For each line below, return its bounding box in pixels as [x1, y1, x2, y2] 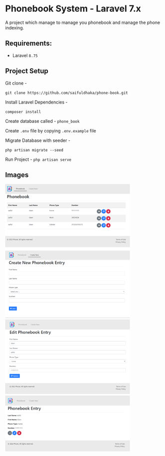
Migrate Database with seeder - [5, 137, 71, 143]
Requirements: [5, 39, 52, 48]
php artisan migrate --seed [5, 147, 64, 152]
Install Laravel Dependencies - [5, 99, 68, 105]
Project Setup [5, 67, 49, 75]
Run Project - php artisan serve [5, 156, 72, 162]
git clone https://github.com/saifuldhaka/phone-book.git [5, 90, 128, 95]
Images [5, 170, 29, 179]
